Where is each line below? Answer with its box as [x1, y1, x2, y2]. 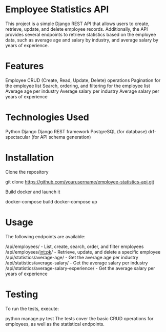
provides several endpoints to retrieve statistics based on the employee [5, 31, 156, 37]
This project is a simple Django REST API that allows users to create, [5, 20, 150, 27]
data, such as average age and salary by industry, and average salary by [5, 37, 159, 43]
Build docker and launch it [5, 189, 60, 195]
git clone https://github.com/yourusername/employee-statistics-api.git [5, 178, 155, 185]
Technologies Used [5, 112, 90, 123]
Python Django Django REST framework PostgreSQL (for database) [5, 128, 147, 134]
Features [5, 60, 44, 72]
